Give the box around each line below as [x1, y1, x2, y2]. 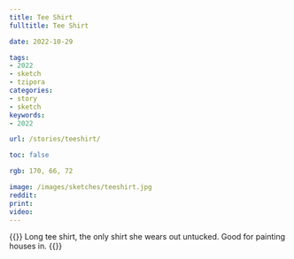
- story [9, 94, 38, 103]
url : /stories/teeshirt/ [9, 134, 101, 144]
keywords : [9, 110, 46, 119]
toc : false [9, 151, 50, 160]
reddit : [9, 191, 38, 200]
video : [9, 207, 34, 217]
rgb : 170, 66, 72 [9, 167, 73, 176]
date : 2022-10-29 [9, 37, 73, 46]
